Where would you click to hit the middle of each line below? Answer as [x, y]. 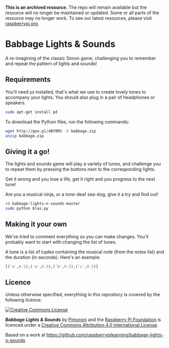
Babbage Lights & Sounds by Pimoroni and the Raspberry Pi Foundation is [83, 320]
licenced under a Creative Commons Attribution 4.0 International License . [82, 325]
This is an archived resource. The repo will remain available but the [76, 7]
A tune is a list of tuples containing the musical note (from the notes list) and [85, 252]
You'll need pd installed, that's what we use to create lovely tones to [76, 92]
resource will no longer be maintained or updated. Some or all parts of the [82, 13]
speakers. [16, 103]
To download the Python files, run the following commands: [67, 122]
